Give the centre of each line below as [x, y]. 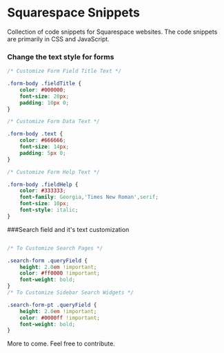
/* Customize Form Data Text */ [53, 122]
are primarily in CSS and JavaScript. [59, 39]
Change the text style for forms [61, 56]
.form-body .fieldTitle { [44, 84]
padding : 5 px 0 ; [43, 153]
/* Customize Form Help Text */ [53, 172]
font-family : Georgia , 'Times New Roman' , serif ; [89, 197]
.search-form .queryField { [48, 260]
